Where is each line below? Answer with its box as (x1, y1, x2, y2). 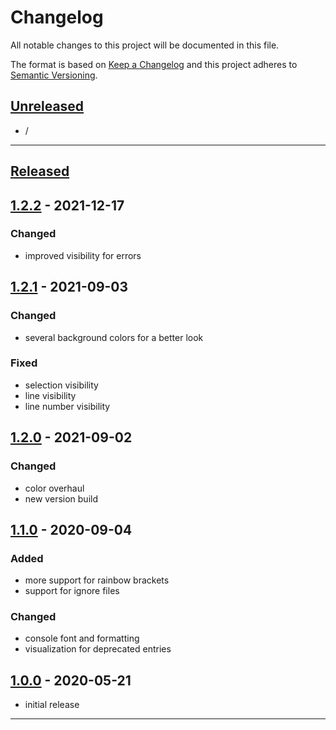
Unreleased (10, 98, 85, 115)
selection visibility (24, 379, 99, 391)
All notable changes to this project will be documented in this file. (10, 39, 280, 51)
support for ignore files (24, 585, 120, 597)
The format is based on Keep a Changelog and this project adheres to (10, 58, 298, 70)
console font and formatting (24, 632, 140, 645)
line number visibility (24, 400, 111, 412)
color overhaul (24, 482, 85, 494)
